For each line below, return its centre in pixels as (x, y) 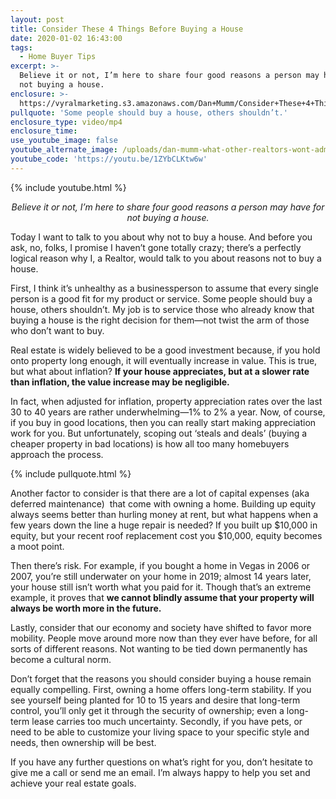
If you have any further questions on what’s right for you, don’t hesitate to (161, 762)
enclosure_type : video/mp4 (66, 122)
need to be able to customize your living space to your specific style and (160, 732)
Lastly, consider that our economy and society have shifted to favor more (161, 627)
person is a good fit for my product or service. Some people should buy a (161, 298)
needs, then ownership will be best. (83, 742)
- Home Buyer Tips (58, 57)
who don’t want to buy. (57, 330)
